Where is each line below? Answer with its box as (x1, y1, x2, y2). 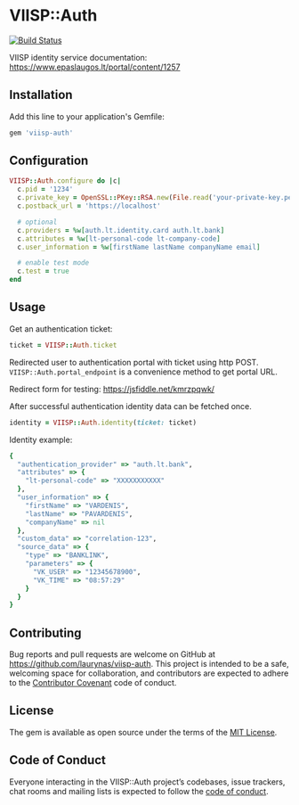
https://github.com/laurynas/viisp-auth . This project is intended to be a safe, (9, 659, 289, 669)
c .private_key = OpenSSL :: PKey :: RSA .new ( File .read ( (17, 193, 214, 202)
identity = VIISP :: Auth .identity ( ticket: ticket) (9, 418, 198, 427)
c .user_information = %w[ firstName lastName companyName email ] (17, 242, 261, 251)
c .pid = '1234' (17, 185, 74, 194)
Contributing (9, 625, 82, 640)
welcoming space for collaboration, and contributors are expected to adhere (9, 668, 289, 678)
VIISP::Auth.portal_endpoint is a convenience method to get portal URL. (9, 366, 279, 377)
